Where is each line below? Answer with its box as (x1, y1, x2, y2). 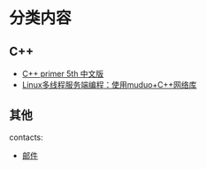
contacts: (9, 132, 44, 142)
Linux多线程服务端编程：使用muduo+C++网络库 (21, 80, 197, 89)
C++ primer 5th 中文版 (21, 68, 104, 79)
